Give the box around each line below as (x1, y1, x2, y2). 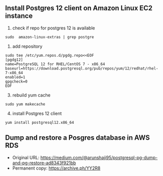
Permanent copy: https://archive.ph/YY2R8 (12, 165, 101, 171)
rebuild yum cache (12, 92, 51, 98)
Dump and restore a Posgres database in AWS (5, 134, 150, 142)
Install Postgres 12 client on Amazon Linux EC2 (5, 4, 153, 12)
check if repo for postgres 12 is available (12, 25, 95, 31)
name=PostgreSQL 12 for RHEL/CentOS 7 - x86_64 (5, 62, 106, 67)
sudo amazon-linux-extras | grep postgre (5, 34, 94, 39)
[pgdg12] (5, 57, 23, 62)
